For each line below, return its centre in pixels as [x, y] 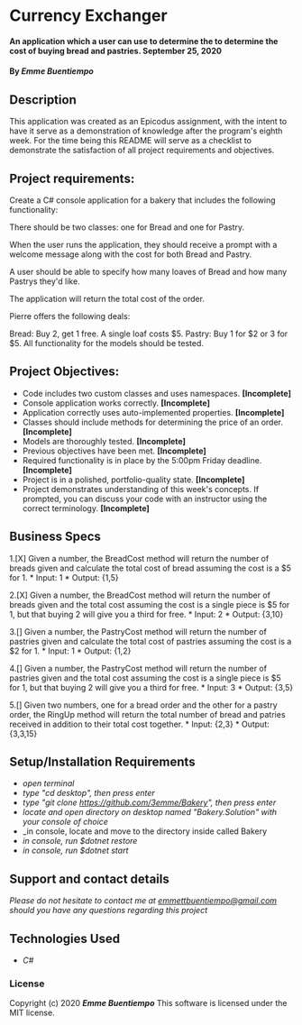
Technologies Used [64, 938]
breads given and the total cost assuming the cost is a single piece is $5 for [150, 604]
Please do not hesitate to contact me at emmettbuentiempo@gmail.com [143, 901]
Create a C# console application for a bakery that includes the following [143, 200]
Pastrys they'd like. [45, 281]
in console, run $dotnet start [75, 851]
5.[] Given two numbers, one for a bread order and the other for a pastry [143, 705]
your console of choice [65, 822]
